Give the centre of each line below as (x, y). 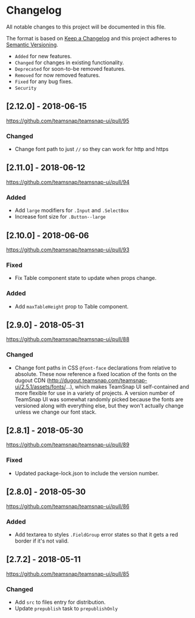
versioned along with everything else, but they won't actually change (99, 405)
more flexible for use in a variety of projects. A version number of (95, 393)
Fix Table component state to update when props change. (86, 278)
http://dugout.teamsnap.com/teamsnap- (98, 380)
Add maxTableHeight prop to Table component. (72, 306)
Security (26, 88)
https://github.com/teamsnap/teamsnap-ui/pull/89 (68, 445)
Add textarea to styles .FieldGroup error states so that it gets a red (96, 534)
